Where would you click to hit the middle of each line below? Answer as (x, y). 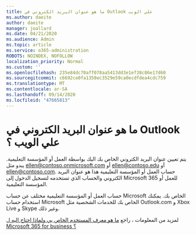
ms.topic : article (29, 45)
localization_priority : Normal (45, 61)
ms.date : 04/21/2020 (32, 34)
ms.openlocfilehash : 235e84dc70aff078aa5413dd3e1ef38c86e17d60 (86, 73)
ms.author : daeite (29, 17)
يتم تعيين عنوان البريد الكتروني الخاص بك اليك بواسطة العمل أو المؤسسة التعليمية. (97, 159)
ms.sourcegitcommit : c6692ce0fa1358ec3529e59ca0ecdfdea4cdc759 (86, 78)
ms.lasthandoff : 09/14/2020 (41, 95)
